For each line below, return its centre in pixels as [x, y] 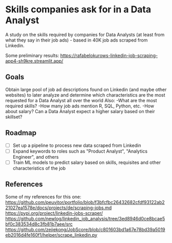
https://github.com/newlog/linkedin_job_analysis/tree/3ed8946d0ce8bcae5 [85, 218]
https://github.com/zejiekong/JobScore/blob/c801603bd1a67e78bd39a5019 [85, 229]
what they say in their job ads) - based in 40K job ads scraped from [77, 40]
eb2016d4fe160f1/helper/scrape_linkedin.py [51, 235]
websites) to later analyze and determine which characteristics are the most [85, 95]
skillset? [14, 117]
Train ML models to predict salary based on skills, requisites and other [87, 162]
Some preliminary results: [32, 55]
